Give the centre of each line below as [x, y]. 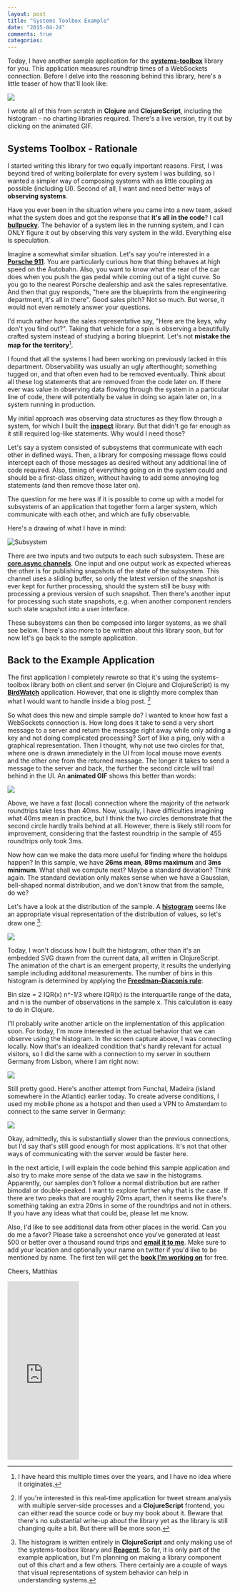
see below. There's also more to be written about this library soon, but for [115, 630]
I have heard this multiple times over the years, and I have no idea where [124, 1476]
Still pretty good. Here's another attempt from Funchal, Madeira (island [111, 1088]
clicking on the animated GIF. [50, 126]
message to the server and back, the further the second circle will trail [111, 768]
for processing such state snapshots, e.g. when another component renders [120, 601]
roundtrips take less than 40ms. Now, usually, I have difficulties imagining [115, 810]
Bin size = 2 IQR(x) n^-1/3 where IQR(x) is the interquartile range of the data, [120, 994]
